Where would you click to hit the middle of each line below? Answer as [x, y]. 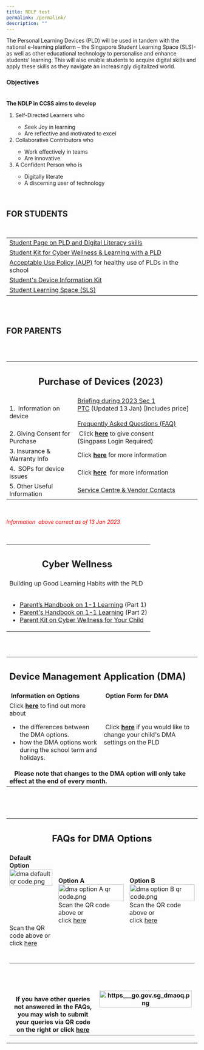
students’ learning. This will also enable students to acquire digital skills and [101, 60]
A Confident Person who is [49, 165]
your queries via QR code [53, 1022]
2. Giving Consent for [40, 434]
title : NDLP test [28, 12]
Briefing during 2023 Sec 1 [117, 401]
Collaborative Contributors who [54, 140]
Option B [142, 880]
